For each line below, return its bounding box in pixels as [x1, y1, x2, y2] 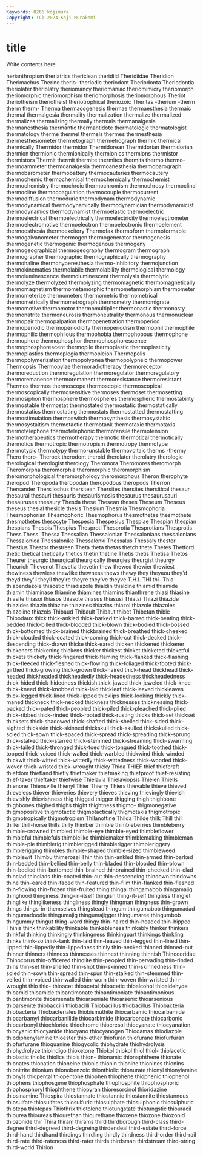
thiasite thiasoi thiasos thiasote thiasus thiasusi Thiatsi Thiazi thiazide [6, 595, 179, 603]
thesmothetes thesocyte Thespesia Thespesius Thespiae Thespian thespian [6, 518, 197, 525]
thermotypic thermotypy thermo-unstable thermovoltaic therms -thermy [6, 447, 187, 454]
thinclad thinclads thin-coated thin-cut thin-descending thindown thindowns [6, 873, 197, 880]
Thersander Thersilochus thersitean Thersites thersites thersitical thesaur [6, 485, 190, 493]
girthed [6, 666, 25, 674]
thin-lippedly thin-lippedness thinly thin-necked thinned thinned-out [23, 944, 193, 951]
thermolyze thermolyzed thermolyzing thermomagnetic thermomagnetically [6, 279, 196, 286]
